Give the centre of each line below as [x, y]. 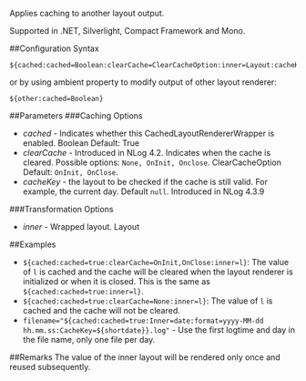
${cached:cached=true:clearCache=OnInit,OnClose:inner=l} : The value [156, 262]
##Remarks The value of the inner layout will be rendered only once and [145, 357]
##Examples [33, 244]
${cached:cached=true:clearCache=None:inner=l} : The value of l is [148, 301]
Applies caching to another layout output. [87, 13]
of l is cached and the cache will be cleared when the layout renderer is [158, 272]
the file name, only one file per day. [89, 340]
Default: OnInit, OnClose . [70, 172]
